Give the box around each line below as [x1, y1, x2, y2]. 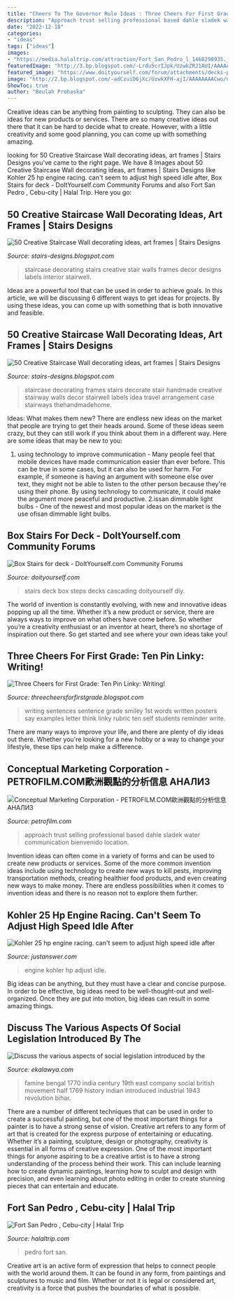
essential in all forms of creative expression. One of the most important [7, 1144, 212, 1153]
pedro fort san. [24, 1248, 68, 1256]
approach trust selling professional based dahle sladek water [24, 831, 201, 839]
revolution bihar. [24, 1094, 71, 1102]
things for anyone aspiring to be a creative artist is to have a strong [7, 1152, 201, 1160]
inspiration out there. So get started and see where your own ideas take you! [7, 630, 228, 638]
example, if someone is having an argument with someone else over [17, 472, 214, 481]
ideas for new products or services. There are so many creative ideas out [7, 115, 219, 123]
